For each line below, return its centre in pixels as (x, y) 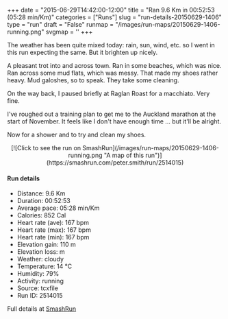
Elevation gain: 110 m (47, 245)
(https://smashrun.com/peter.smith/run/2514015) (115, 163)
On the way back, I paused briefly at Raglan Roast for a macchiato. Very (109, 93)
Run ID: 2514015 (40, 296)
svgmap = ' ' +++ (69, 32)
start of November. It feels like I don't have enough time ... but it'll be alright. (114, 121)
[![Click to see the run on (46, 148)
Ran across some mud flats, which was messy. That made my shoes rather (113, 73)
